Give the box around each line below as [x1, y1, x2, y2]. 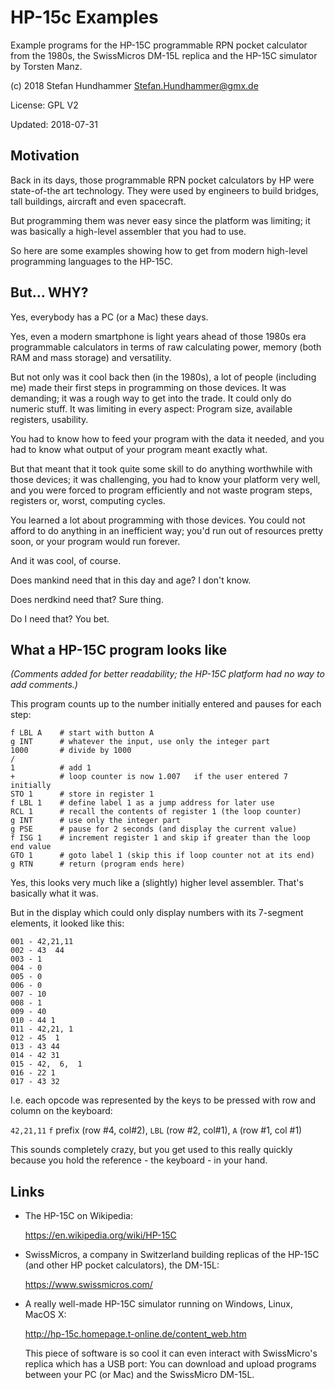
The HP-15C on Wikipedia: [24, 1210, 133, 1222]
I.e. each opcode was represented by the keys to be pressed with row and [10, 1094, 316, 1106]
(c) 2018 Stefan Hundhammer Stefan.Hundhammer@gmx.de [10, 79, 259, 91]
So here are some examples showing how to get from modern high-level [10, 244, 308, 256]
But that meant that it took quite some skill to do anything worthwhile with [10, 462, 313, 475]
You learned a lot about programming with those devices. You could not [10, 514, 306, 526]
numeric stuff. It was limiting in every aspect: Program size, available [10, 402, 293, 415]
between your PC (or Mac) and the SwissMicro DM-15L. [24, 1369, 255, 1381]
